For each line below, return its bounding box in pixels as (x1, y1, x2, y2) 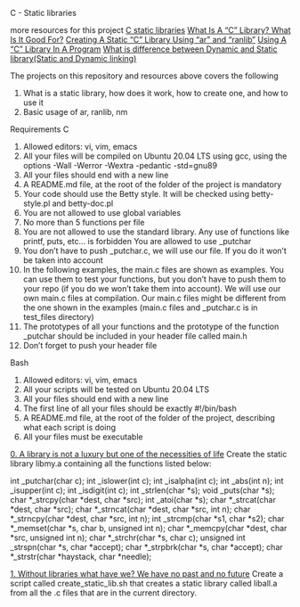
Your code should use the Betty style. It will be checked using (22, 189, 250, 199)
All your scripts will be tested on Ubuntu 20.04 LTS (22, 384, 210, 395)
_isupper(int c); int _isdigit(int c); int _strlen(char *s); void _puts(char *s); (10, 485, 275, 496)
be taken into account (22, 255, 103, 266)
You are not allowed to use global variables (22, 208, 182, 217)
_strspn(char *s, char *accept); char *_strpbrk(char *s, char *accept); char (10, 542, 283, 552)
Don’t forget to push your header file (22, 340, 158, 350)
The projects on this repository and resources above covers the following (10, 70, 279, 81)
